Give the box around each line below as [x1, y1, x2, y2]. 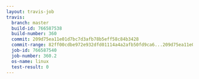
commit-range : [11, 42, 46, 48]
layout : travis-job [6, 8, 54, 15]
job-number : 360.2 [11, 53, 57, 59]
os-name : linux [11, 58, 49, 64]
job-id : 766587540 [11, 48, 57, 53]
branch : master [11, 20, 49, 26]
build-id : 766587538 [11, 25, 62, 31]
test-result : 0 [11, 64, 49, 70]
